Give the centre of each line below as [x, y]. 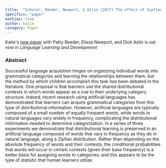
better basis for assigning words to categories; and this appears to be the [80, 155]
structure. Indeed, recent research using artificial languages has [70, 97]
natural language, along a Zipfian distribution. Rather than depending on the [82, 139]
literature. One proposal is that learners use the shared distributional [75, 86]
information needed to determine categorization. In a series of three [74, 124]
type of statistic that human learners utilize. [49, 160]
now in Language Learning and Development [51, 47]
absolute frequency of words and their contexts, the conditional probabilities [83, 144]
